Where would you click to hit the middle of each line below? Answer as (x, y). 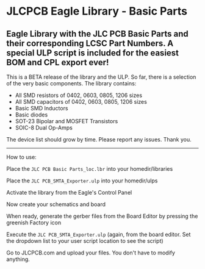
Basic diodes (31, 115)
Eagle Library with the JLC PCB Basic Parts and (97, 34)
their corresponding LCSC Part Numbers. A (90, 43)
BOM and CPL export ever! (58, 62)
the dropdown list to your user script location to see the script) (85, 241)
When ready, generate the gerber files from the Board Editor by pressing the (102, 216)
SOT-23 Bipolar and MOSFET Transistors (67, 121)
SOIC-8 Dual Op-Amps (44, 127)
